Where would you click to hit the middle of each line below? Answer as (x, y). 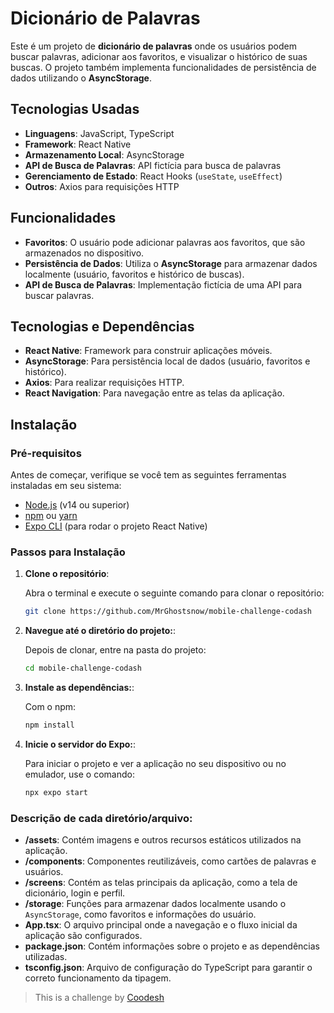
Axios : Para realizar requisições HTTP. (104, 383)
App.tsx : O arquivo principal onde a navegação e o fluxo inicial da (161, 925)
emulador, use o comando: (79, 774)
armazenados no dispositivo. (84, 253)
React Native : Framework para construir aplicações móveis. (148, 351)
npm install (49, 725)
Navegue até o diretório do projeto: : (100, 631)
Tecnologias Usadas (75, 109)
